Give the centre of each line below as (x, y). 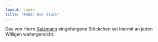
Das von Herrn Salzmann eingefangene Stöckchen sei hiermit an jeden (79, 28)
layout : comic (20, 10)
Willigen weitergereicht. (30, 34)
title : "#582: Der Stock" (32, 14)
